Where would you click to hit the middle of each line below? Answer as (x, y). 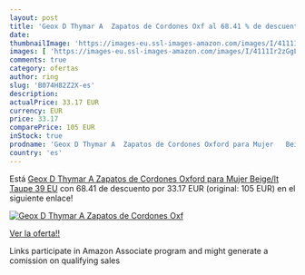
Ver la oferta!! (35, 233)
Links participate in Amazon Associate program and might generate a (139, 250)
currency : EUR (36, 111)
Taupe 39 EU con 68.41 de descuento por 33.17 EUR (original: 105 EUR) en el (152, 188)
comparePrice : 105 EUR (52, 128)
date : (20, 34)
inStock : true (36, 136)
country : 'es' (36, 152)
